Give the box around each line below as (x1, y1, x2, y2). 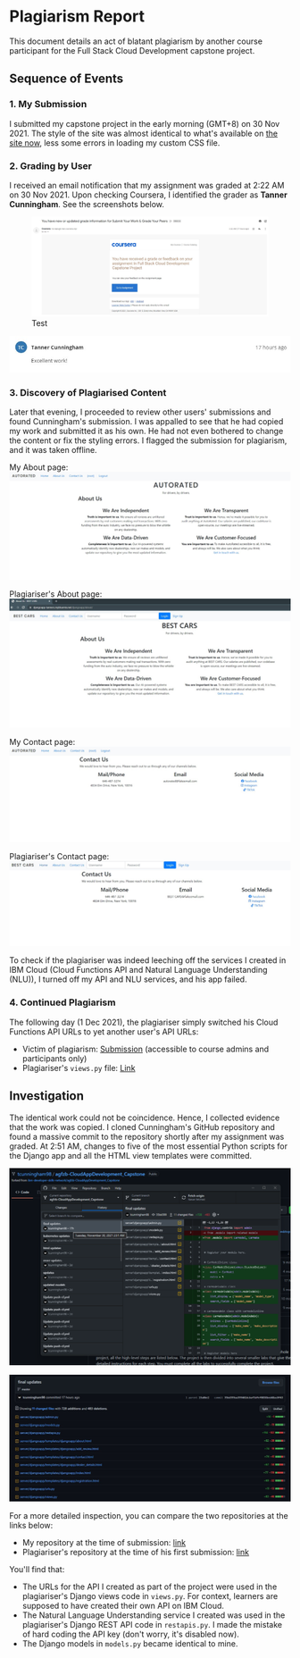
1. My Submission (9, 98, 87, 111)
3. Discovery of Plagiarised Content (9, 386, 167, 398)
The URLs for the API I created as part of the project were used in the (21, 1581, 278, 1592)
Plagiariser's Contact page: (9, 851, 110, 862)
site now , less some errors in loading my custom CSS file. (9, 137, 221, 148)
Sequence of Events (9, 71, 124, 87)
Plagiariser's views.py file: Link (21, 1062, 136, 1073)
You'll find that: (9, 1564, 65, 1575)
